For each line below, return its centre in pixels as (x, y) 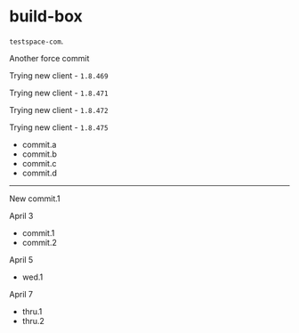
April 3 (21, 215)
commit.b (40, 154)
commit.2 (40, 242)
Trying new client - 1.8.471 (59, 93)
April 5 (21, 259)
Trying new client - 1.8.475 (59, 127)
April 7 (21, 294)
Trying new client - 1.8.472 (59, 110)
